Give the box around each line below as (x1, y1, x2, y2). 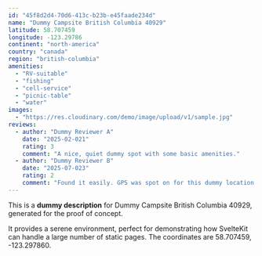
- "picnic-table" (15, 92, 72, 99)
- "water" (15, 99, 47, 106)
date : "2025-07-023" (22, 164, 89, 172)
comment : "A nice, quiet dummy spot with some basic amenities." (22, 150, 241, 157)
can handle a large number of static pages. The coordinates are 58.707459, (8, 232, 253, 241)
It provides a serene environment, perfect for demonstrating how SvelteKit (8, 224, 249, 233)
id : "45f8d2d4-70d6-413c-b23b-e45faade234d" (8, 11, 156, 20)
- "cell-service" (15, 84, 72, 92)
